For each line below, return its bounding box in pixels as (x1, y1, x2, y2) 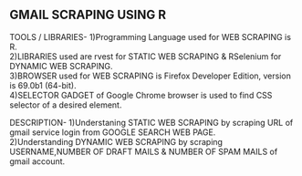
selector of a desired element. (9, 99, 122, 110)
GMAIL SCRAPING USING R (9, 7, 167, 23)
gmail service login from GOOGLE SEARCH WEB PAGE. (9, 127, 216, 138)
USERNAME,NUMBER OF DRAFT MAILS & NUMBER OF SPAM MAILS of (9, 146, 278, 157)
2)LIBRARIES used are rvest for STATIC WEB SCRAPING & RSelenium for (9, 50, 282, 62)
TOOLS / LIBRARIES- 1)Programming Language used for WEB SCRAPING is (9, 31, 292, 42)
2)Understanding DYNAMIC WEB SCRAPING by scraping (9, 136, 224, 147)
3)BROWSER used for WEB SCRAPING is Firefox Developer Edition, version (9, 70, 292, 81)
